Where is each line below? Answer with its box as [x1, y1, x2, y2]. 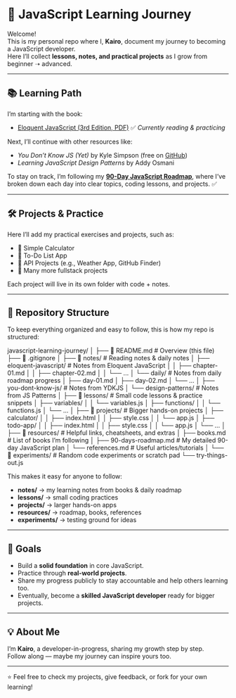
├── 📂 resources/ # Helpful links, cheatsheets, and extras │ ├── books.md [7, 429, 226, 437]
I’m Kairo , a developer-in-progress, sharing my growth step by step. [7, 645, 204, 653]
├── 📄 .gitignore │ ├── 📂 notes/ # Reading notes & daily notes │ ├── [7, 354, 210, 362]
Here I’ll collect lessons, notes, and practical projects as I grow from [7, 52, 208, 61]
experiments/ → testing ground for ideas [17, 516, 137, 524]
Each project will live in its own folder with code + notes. [7, 279, 171, 288]
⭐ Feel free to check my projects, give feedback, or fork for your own [7, 673, 207, 681]
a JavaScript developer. [7, 44, 76, 53]
